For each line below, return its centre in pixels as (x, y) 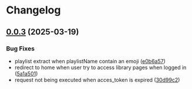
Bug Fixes (21, 49)
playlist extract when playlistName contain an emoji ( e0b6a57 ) (90, 61)
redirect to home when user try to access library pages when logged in (100, 67)
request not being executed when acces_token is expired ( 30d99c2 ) (97, 80)
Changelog (33, 10)
